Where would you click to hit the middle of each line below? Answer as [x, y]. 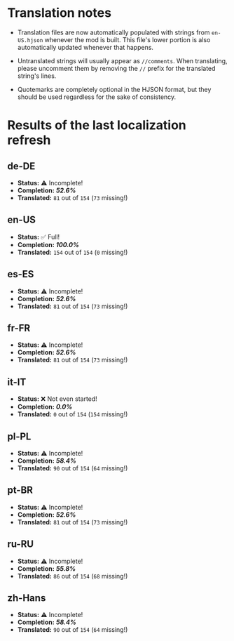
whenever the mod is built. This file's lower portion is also [128, 39]
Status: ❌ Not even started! [57, 399]
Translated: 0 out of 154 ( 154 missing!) [73, 414]
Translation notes [60, 13]
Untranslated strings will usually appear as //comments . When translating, [122, 60]
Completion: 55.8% [46, 568]
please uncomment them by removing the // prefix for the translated [116, 68]
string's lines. [37, 76]
